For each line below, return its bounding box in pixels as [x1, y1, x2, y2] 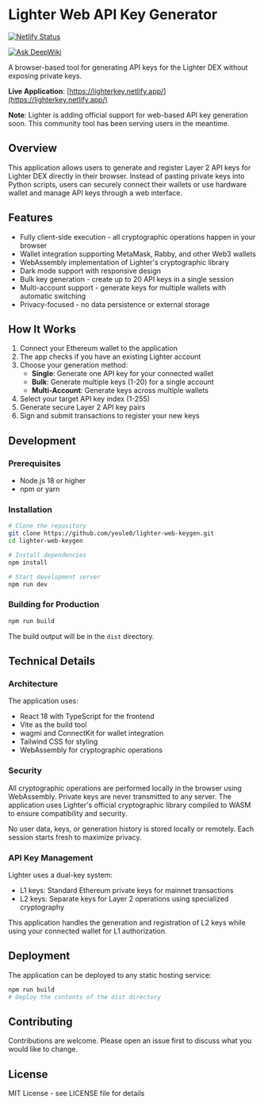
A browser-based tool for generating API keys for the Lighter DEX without [8, 62, 248, 72]
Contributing [8, 1014, 73, 1029]
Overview [8, 141, 58, 156]
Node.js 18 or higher [19, 476, 86, 486]
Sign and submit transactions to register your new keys [19, 411, 200, 421]
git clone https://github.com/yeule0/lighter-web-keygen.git [8, 529, 215, 537]
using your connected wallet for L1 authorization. [8, 926, 168, 936]
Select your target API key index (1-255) [19, 394, 151, 404]
